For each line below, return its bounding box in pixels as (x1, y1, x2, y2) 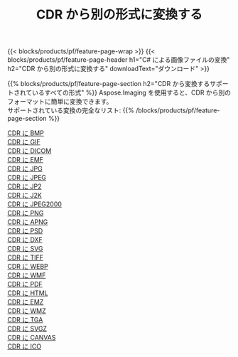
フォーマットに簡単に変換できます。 (7, 97, 113, 106)
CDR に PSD (7, 227, 43, 235)
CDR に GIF (7, 138, 40, 146)
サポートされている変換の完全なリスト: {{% (7, 106, 135, 114)
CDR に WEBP (7, 262, 48, 271)
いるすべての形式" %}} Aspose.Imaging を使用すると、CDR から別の (31, 88, 232, 97)
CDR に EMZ (7, 298, 44, 307)
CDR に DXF (7, 235, 43, 244)
